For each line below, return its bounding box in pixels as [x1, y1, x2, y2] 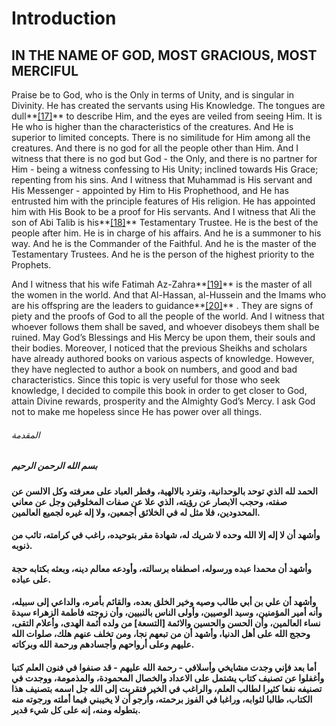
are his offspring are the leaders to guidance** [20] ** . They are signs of [11, 300, 314, 311]
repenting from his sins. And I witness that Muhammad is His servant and [11, 174, 313, 186]
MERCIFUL [11, 62, 79, 79]
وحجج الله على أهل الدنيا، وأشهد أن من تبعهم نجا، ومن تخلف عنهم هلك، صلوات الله [11, 628, 311, 640]
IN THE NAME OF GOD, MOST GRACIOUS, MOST [11, 47, 318, 64]
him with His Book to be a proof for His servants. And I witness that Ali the [11, 206, 316, 217]
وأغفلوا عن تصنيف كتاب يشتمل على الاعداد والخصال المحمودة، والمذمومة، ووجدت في [11, 672, 325, 684]
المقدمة [11, 428, 41, 441]
